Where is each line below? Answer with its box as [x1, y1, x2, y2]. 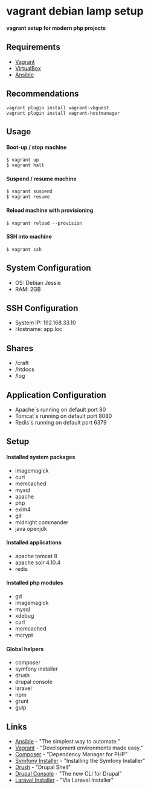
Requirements [6, 42, 60, 52]
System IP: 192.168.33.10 [14, 319, 76, 326]
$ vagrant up [6, 157, 39, 163]
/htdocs [14, 366, 34, 373]
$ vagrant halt [6, 162, 45, 168]
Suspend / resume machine [6, 175, 77, 182]
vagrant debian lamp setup [6, 4, 144, 18]
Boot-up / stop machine [6, 143, 67, 151]
